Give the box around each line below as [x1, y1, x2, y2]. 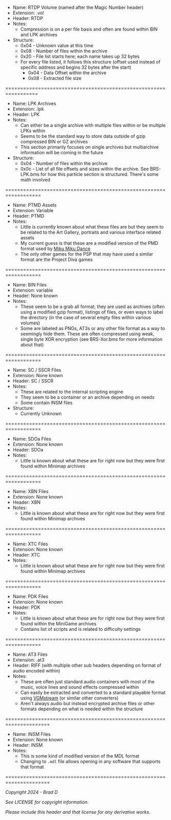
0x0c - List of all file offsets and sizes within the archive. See [20, 166, 149, 172]
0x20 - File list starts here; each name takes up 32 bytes [20, 53, 140, 59]
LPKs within [20, 128, 46, 134]
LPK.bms [20, 171, 40, 177]
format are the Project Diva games [20, 256, 93, 262]
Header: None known [12, 293, 58, 299]
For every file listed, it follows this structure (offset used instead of [20, 59, 161, 65]
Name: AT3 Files [12, 651, 48, 658]
